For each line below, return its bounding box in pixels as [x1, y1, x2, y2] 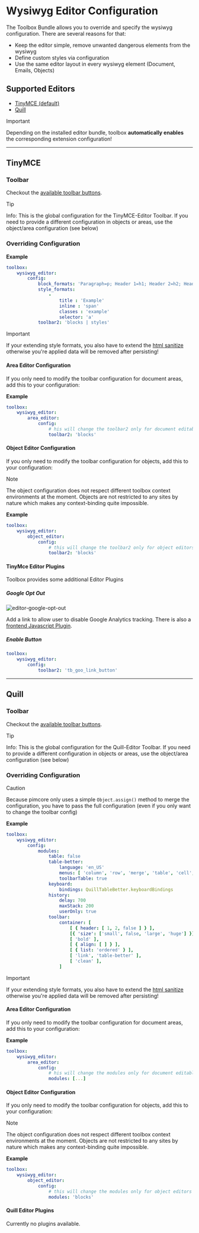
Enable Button [6, 636, 42, 643]
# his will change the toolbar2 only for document [48, 426, 176, 432]
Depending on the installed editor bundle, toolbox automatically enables [6, 129, 184, 136]
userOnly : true [59, 909, 97, 915]
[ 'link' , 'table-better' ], [69, 953, 142, 959]
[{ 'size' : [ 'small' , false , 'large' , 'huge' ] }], [69, 931, 197, 937]
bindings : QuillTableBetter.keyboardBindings [59, 886, 174, 893]
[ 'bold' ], [69, 936, 99, 942]
